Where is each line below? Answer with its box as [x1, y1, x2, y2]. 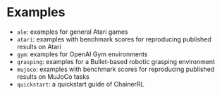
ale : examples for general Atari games [16, 27, 128, 36]
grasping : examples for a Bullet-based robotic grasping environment [16, 57, 216, 65]
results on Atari [16, 42, 61, 51]
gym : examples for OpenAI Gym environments [16, 50, 148, 58]
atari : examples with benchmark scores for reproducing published [16, 34, 212, 43]
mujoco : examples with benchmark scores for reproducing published [16, 65, 215, 73]
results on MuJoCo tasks [16, 72, 90, 81]
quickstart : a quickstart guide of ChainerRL [16, 80, 145, 88]
